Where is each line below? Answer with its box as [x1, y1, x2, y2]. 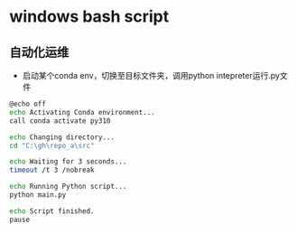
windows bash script [9, 6, 170, 27]
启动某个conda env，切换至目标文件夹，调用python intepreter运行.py [22, 70, 280, 80]
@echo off [9, 99, 47, 108]
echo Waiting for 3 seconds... [9, 157, 127, 166]
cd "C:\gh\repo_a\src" [9, 141, 95, 150]
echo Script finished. [9, 206, 95, 216]
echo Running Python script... [9, 182, 127, 191]
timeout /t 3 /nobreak [9, 165, 95, 175]
